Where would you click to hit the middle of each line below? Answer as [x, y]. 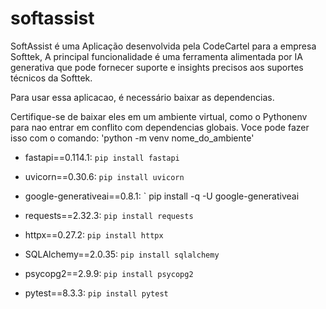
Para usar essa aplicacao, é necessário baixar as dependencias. [142, 97]
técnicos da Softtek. [51, 78]
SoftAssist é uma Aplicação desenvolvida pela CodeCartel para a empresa [163, 46]
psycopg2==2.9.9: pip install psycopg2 [109, 273]
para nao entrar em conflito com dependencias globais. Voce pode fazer [160, 127]
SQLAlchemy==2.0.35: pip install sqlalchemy [122, 254]
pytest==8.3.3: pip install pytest [96, 293]
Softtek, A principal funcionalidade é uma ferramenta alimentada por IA [156, 56]
